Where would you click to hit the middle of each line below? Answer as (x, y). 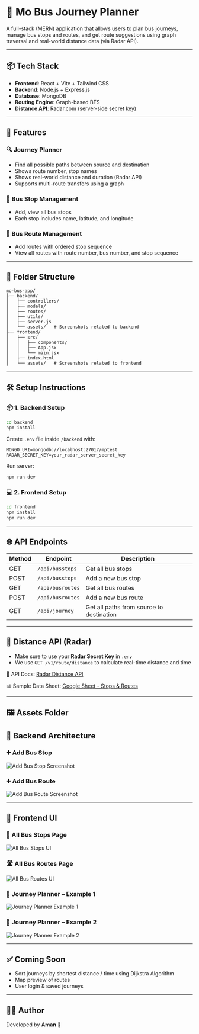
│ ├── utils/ (25, 316)
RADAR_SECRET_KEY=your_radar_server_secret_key (66, 455)
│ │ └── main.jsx (33, 353)
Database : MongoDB (41, 96)
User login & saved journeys (49, 986)
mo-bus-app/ (21, 290)
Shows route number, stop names (56, 171)
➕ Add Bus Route (31, 781)
